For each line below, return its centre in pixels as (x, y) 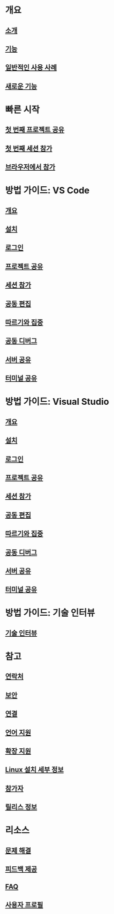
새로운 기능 (21, 86)
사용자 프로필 (24, 905)
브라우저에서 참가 (30, 167)
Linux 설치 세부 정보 (34, 770)
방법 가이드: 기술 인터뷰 (50, 613)
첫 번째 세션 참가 (29, 148)
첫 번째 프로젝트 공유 (35, 130)
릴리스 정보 (21, 807)
